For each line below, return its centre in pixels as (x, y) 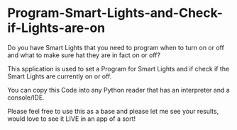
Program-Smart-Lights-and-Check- (115, 13)
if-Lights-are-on (56, 28)
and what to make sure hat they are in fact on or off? (84, 55)
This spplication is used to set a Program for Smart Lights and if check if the (118, 69)
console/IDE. (26, 97)
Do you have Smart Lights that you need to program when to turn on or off (116, 47)
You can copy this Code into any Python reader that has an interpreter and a (119, 90)
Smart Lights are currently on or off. (60, 76)
